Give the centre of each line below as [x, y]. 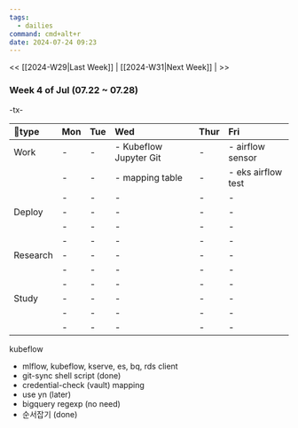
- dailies [35, 26]
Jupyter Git [138, 158]
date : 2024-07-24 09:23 [53, 42]
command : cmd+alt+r [45, 34]
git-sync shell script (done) [71, 375]
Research [33, 255]
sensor [243, 158]
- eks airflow [255, 172]
